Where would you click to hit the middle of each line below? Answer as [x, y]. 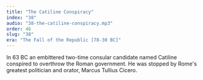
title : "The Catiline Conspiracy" [50, 12]
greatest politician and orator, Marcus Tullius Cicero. [72, 70]
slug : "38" [20, 35]
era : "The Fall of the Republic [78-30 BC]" [64, 40]
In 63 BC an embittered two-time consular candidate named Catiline [92, 57]
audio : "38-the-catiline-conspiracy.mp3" [60, 23]
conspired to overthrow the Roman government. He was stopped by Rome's [101, 64]
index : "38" [21, 18]
